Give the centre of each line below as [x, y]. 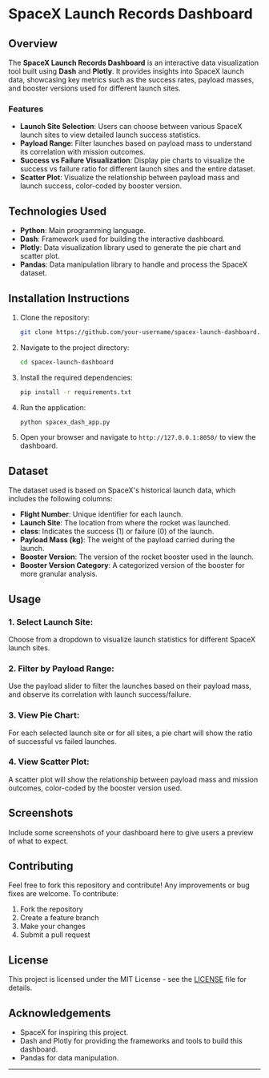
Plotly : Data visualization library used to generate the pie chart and [130, 247]
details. [20, 988]
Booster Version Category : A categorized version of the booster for [132, 565]
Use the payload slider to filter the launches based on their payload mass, [130, 686]
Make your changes [52, 927]
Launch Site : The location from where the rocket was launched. [125, 523]
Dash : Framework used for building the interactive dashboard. [122, 239]
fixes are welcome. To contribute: [63, 894]
